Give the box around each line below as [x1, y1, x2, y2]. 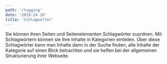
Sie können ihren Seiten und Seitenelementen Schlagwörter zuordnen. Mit [5, 31, 162, 37]
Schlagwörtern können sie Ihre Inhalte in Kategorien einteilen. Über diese [5, 36, 160, 42]
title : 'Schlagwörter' [5, 17, 54, 22]
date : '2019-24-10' [5, 12, 47, 17]
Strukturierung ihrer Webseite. [5, 53, 69, 59]
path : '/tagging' [5, 7, 43, 13]
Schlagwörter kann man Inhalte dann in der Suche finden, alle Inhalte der [5, 42, 160, 48]
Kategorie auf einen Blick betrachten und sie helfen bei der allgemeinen [5, 47, 157, 54]
